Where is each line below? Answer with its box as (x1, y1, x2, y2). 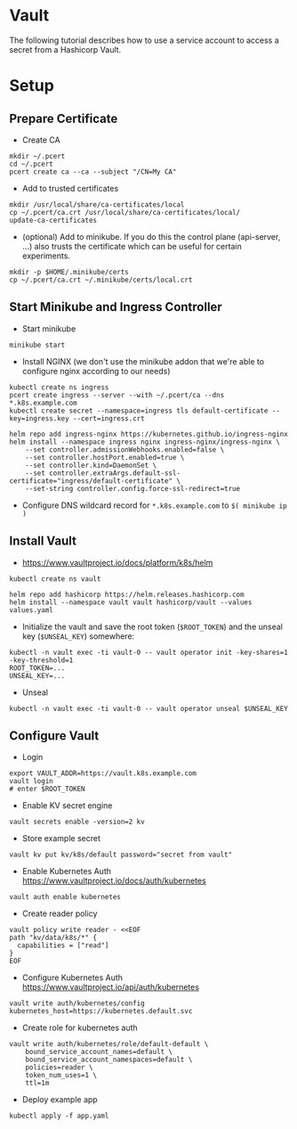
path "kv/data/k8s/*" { (9, 933, 98, 943)
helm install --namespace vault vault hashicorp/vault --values (9, 598, 253, 607)
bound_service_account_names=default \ (25, 1048, 173, 1057)
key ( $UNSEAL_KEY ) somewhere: (21, 630, 135, 642)
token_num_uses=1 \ (25, 1071, 98, 1080)
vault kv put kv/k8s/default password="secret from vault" (9, 850, 233, 860)
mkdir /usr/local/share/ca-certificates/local (9, 200, 185, 209)
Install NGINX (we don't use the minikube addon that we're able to (21, 356, 265, 366)
